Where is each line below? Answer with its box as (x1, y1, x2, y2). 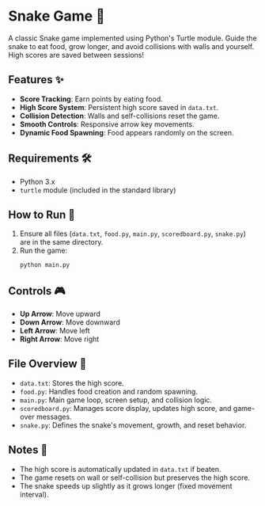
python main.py (19, 261, 70, 269)
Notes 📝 (8, 443, 48, 457)
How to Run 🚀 (8, 207, 76, 221)
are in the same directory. (19, 238, 104, 247)
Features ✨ (8, 73, 64, 86)
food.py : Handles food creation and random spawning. (19, 386, 198, 396)
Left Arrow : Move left (19, 326, 90, 336)
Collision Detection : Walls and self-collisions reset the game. (19, 111, 220, 120)
